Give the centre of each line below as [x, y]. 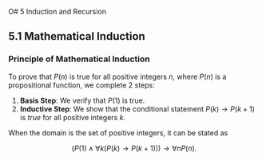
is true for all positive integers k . [73, 117]
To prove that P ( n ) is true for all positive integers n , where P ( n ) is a [117, 76]
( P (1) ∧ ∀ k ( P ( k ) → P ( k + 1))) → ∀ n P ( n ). [134, 148]
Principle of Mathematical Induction [79, 59]
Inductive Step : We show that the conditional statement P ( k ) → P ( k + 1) [137, 109]
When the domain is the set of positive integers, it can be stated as [118, 133]
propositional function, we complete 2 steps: [82, 85]
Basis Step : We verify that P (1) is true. [82, 100]
